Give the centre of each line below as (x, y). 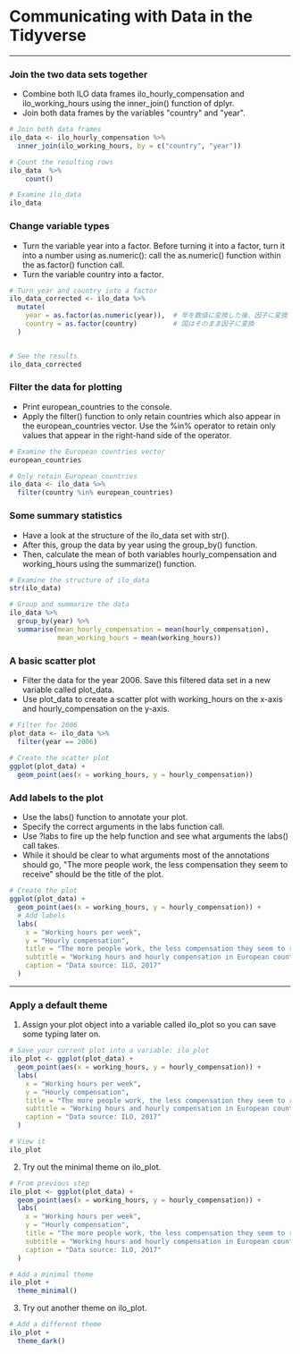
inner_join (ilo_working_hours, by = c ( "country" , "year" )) (129, 146)
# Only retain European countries (74, 476)
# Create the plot (43, 891)
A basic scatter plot (53, 661)
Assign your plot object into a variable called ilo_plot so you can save (149, 1025)
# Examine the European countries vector (87, 452)
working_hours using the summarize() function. (109, 563)
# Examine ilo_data (46, 195)
